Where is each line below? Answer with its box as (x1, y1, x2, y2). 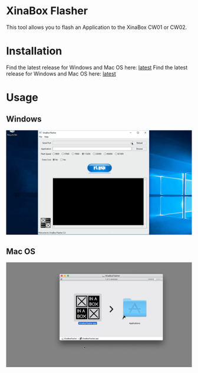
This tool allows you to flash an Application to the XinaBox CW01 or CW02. (6, 24, 187, 31)
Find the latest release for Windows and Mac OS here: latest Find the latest (6, 64, 188, 71)
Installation (6, 44, 62, 58)
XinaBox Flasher (6, 4, 88, 18)
